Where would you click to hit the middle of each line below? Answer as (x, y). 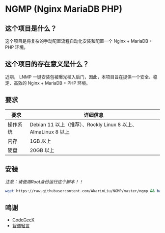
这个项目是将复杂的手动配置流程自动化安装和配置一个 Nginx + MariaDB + (79, 41)
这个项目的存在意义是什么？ (47, 64)
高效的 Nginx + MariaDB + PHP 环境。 (52, 83)
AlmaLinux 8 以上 (50, 132)
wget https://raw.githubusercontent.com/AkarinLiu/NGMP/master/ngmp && (80, 191)
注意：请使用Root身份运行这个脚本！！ (44, 182)
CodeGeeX (23, 220)
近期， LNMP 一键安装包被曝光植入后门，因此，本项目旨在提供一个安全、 (79, 77)
